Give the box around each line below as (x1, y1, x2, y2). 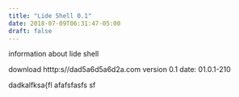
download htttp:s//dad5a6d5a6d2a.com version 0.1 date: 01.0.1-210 (8, 65, 232, 74)
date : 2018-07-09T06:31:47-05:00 (8, 19, 121, 27)
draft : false (8, 27, 52, 35)
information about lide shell (8, 49, 99, 59)
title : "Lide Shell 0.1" (8, 11, 92, 20)
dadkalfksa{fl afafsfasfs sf (8, 80, 96, 90)
